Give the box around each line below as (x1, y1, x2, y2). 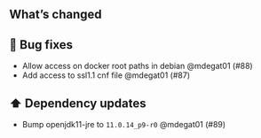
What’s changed (9, 7, 102, 22)
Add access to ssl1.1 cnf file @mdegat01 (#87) (21, 70, 191, 80)
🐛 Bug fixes (9, 37, 74, 52)
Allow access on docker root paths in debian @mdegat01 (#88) (21, 61, 253, 72)
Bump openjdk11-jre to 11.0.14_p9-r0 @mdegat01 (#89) (21, 119, 226, 130)
